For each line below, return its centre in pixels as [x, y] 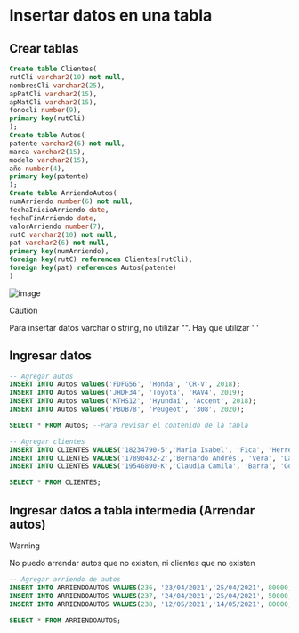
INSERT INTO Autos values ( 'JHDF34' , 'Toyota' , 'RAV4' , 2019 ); [127, 393]
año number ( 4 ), [37, 169]
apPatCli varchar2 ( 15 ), [53, 94]
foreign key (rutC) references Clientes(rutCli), [101, 259]
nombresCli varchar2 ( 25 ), [57, 86]
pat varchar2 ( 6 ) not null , [59, 243]
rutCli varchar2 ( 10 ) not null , [67, 77]
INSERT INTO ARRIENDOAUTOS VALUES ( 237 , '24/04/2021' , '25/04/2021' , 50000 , [151, 596]
